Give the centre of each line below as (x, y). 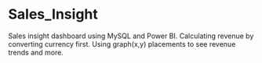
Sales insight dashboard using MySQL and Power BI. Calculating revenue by (131, 36)
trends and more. (36, 52)
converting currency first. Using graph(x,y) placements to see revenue (122, 44)
